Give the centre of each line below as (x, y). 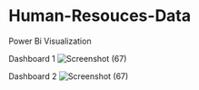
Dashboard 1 (32, 58)
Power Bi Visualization (50, 41)
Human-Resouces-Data (100, 16)
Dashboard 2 (33, 76)
